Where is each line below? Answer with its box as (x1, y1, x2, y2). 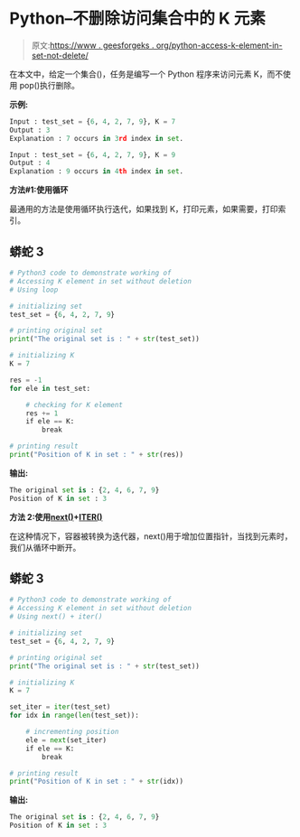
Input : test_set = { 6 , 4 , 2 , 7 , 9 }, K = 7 (9, 116, 176, 126)
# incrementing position (25, 728, 119, 737)
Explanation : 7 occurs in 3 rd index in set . (9, 134, 183, 143)
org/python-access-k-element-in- (155, 40, 283, 51)
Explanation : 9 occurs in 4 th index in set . (9, 167, 183, 176)
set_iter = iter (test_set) (9, 702, 111, 711)
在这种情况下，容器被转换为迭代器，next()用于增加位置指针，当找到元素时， (9, 530, 293, 542)
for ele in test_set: (9, 384, 91, 393)
